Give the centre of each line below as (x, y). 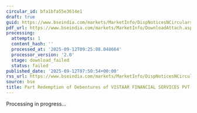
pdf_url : (17, 28)
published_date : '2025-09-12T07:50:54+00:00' (62, 71)
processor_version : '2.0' (43, 55)
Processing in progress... (36, 104)
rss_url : (17, 76)
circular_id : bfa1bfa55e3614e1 (44, 11)
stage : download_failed (40, 60)
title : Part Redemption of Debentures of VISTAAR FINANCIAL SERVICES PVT (98, 87)
